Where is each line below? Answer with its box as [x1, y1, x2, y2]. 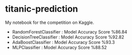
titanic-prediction [5, 3, 78, 15]
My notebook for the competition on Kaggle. [5, 19, 94, 25]
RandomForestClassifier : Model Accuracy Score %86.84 [12, 29, 128, 35]
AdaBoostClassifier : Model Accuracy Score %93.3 [12, 39, 115, 45]
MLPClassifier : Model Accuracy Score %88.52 [12, 44, 107, 50]
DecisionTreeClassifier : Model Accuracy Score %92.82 [12, 34, 125, 40]
